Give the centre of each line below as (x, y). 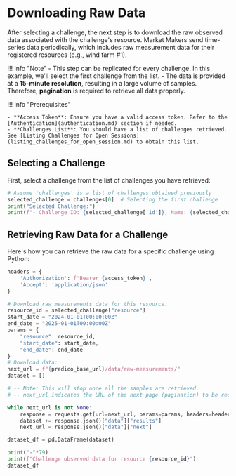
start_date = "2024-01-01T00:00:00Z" (63, 317)
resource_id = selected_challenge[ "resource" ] (77, 310)
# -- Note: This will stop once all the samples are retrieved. (103, 389)
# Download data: (33, 363)
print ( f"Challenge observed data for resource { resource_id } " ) (102, 459)
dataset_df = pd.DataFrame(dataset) (61, 440)
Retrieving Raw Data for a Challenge (88, 234)
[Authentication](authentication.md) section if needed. (92, 123)
